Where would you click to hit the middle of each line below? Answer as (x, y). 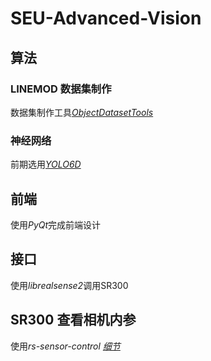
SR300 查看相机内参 (73, 320)
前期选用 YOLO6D (46, 164)
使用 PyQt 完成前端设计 (56, 224)
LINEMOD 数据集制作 (61, 89)
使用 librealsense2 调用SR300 (69, 285)
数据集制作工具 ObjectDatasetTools (82, 112)
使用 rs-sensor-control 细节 (65, 346)
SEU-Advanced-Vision (106, 18)
